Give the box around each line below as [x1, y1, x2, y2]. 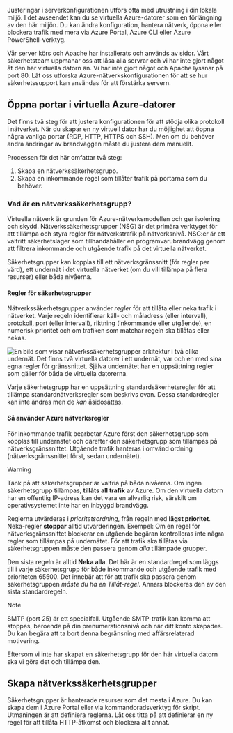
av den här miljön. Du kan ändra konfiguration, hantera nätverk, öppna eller [7, 21, 223, 29]
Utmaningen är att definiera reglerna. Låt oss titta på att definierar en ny [7, 711, 214, 719]
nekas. [7, 334, 26, 342]
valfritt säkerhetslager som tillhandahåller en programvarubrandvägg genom [7, 237, 226, 245]
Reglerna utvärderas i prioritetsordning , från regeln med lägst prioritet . [7, 514, 211, 522]
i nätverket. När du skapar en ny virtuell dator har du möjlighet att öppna [7, 125, 214, 133]
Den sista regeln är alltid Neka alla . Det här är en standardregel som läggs [7, 557, 219, 566]
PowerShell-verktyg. [7, 36, 66, 44]
